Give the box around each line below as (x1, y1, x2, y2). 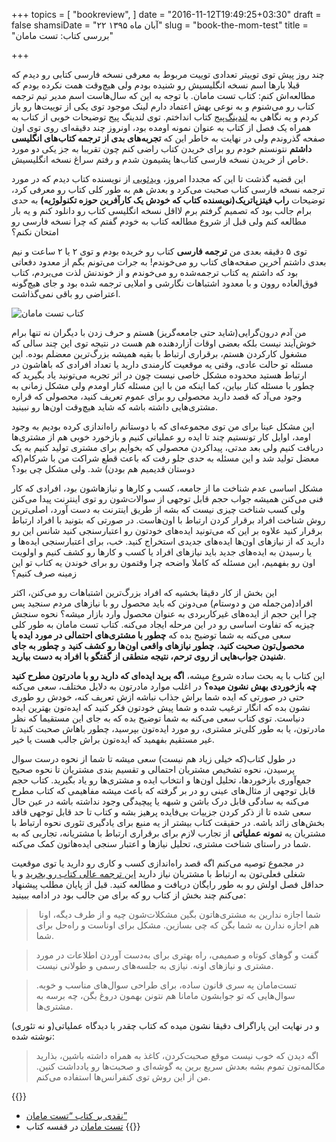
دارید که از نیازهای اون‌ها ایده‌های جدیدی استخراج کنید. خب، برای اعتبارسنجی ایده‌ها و (11, 535, 325, 547)
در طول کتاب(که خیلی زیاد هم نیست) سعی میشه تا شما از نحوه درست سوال (11, 753, 296, 764)
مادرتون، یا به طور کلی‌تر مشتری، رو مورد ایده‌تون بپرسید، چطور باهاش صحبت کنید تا (11, 723, 326, 734)
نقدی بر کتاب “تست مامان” (25, 1110, 128, 1121)
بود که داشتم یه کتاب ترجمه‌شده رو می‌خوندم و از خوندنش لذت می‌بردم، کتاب (11, 267, 299, 278)
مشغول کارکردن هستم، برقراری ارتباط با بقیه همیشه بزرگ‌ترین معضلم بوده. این (11, 348, 308, 359)
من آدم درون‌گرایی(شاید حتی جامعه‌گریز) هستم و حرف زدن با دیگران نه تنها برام (11, 327, 307, 338)
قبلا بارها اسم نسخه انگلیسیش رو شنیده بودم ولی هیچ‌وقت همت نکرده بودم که (11, 79, 301, 91)
